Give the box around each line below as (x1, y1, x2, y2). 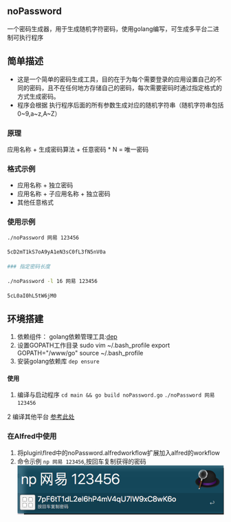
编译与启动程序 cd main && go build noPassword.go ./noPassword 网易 (16, 390, 215, 399)
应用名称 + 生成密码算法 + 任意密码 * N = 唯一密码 (7, 145, 149, 154)
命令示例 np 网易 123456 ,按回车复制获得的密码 (16, 457, 146, 466)
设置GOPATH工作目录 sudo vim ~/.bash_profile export (16, 341, 170, 350)
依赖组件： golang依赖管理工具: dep (16, 333, 118, 341)
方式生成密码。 (16, 92, 60, 101)
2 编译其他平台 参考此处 (7, 413, 75, 421)
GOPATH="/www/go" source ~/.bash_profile (16, 349, 144, 357)
